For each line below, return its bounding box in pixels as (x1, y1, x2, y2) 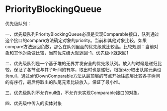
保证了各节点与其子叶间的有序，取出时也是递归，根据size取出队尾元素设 (13, 66, 162, 73)
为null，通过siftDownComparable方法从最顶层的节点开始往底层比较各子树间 (5, 73, 161, 79)
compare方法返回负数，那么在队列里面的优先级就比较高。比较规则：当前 (5, 43, 154, 49)
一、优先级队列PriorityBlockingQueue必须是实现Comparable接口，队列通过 (5, 31, 159, 37)
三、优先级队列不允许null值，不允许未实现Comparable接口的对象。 (5, 90, 143, 96)
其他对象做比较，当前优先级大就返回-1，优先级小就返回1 (13, 50, 128, 56)
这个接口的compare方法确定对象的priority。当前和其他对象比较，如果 (5, 37, 147, 43)
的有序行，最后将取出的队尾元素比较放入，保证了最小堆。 (5, 79, 123, 85)
